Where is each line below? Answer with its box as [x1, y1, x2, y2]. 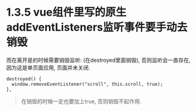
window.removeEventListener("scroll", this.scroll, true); [11, 81, 163, 87]
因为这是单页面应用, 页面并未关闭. [6, 64, 90, 71]
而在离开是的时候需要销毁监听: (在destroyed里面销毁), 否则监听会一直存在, [6, 56, 191, 64]
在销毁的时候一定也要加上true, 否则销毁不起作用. [21, 97, 142, 105]
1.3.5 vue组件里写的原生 [6, 5, 127, 19]
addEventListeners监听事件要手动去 [6, 20, 188, 34]
